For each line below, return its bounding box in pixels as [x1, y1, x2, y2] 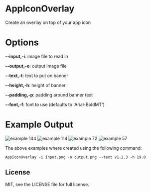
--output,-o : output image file [5, 63, 67, 69]
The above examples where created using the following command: [5, 145, 142, 151]
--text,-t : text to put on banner [5, 73, 68, 79]
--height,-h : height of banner [5, 82, 66, 88]
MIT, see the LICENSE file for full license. [5, 181, 90, 187]
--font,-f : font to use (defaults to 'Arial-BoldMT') [5, 101, 105, 107]
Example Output [5, 119, 74, 130]
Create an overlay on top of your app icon [5, 19, 91, 25]
